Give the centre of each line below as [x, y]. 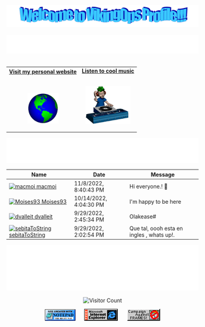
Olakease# [143, 216]
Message [163, 174]
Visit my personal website [43, 71]
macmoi [46, 187]
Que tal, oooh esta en [156, 228]
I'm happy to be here [155, 201]
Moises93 [54, 201]
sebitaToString [27, 235]
